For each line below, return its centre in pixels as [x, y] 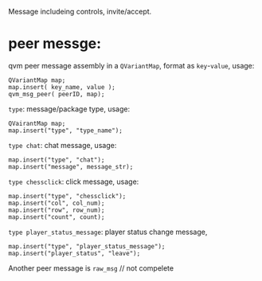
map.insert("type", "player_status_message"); [87, 246]
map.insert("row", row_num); [57, 210]
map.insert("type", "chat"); [57, 160]
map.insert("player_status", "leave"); [74, 253]
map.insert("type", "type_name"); [66, 131]
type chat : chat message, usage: [63, 145]
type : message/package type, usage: [69, 109]
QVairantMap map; [37, 123]
